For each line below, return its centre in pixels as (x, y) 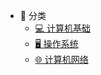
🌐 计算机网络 (61, 59)
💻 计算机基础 (62, 28)
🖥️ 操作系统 (56, 43)
